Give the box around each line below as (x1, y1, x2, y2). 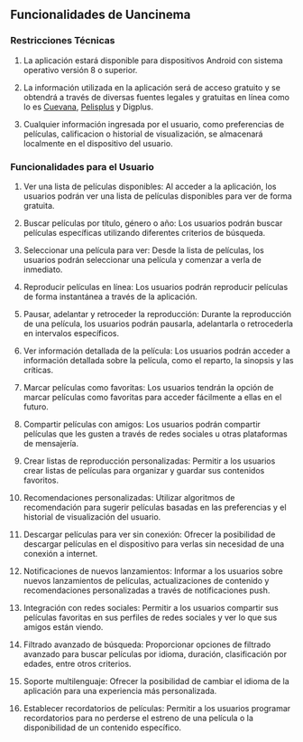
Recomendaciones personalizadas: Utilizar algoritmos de (23, 492, 235, 502)
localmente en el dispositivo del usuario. (23, 137, 174, 148)
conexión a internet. (23, 548, 98, 559)
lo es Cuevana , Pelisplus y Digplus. (23, 101, 154, 112)
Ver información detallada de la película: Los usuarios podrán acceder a (23, 345, 291, 356)
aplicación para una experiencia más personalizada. (23, 685, 217, 696)
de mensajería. (23, 437, 79, 448)
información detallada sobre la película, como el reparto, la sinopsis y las (23, 354, 294, 365)
